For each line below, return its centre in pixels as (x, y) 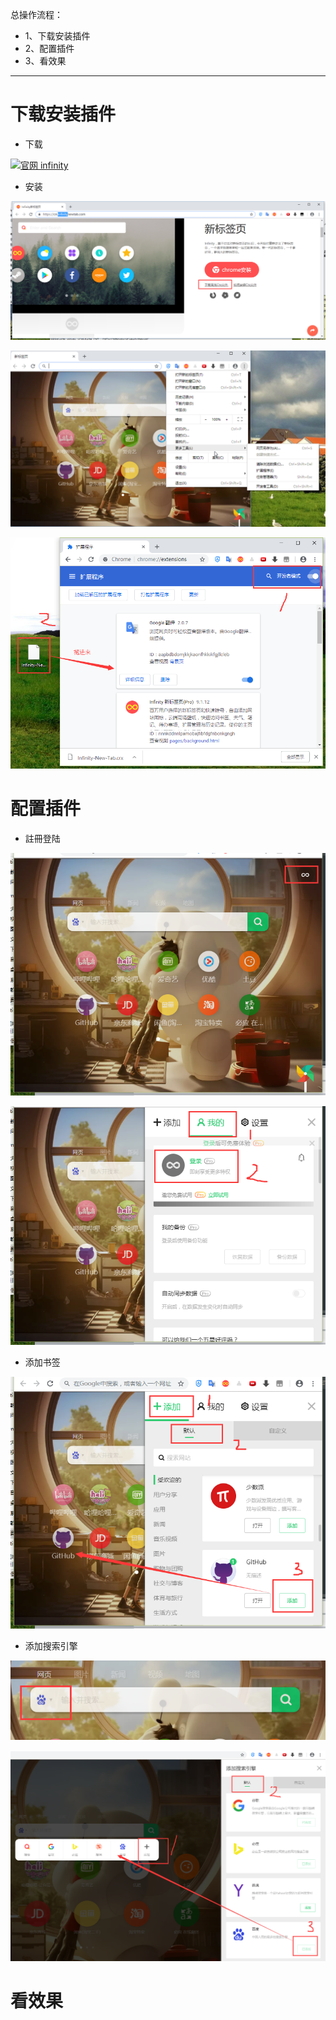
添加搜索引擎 (51, 1646)
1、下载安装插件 (57, 36)
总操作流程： (36, 14)
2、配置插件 (49, 48)
